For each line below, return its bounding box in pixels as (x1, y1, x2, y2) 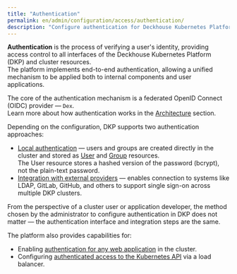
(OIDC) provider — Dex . (7, 102, 75, 110)
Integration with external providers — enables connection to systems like (17, 174, 230, 182)
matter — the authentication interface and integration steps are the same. (7, 218, 221, 226)
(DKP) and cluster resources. (7, 58, 92, 66)
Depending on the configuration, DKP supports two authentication (7, 123, 200, 131)
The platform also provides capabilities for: (7, 231, 132, 240)
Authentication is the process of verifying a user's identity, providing (7, 43, 209, 52)
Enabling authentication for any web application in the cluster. (17, 245, 197, 254)
